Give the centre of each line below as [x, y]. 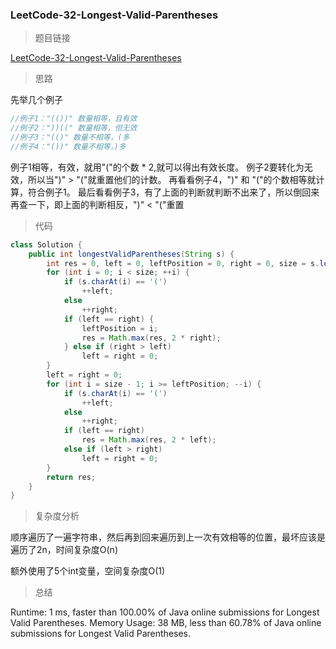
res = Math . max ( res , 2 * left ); [149, 440]
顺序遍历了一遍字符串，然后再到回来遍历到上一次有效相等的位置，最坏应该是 [168, 537]
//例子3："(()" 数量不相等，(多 [70, 138]
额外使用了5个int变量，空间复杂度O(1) [88, 571]
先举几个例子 [36, 100]
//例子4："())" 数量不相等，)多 [68, 146]
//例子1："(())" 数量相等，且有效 [74, 119]
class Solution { [46, 244]
